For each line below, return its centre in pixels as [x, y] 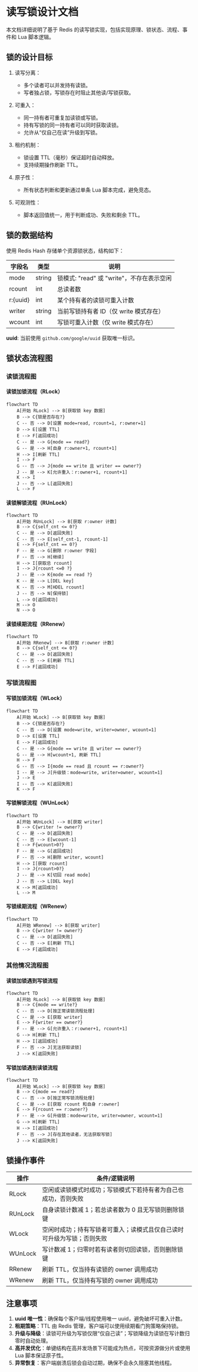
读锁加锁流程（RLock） [35, 391]
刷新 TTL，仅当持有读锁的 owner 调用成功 [100, 1269]
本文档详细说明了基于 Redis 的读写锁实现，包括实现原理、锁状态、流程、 [94, 29]
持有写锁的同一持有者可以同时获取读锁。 [72, 125]
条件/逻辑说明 [115, 1179]
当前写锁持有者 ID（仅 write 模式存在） [110, 311]
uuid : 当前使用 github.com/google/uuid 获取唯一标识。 [72, 338]
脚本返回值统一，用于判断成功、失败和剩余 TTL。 [83, 215]
